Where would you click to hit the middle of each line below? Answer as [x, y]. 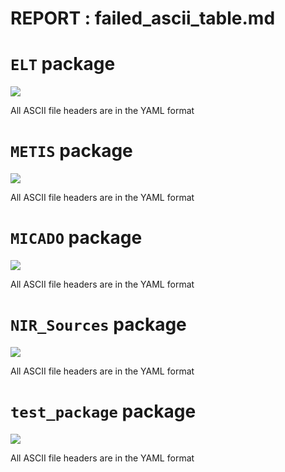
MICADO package [76, 238]
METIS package [71, 151]
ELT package [63, 64]
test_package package [103, 411]
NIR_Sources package [98, 324]
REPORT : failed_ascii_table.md [143, 18]
